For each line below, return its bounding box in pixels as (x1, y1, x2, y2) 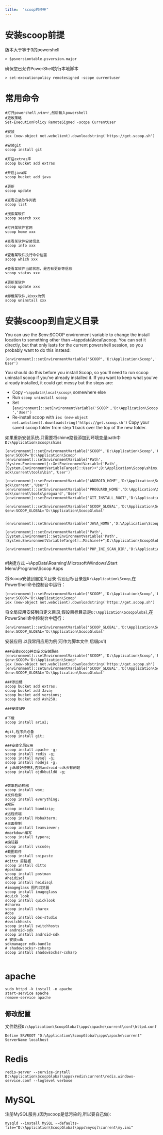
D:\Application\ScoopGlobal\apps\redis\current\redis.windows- (5, 1074, 136, 1079)
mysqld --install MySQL (5, 1121, 53, 1126)
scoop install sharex (5, 907, 49, 911)
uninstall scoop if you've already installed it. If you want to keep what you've (5, 375, 158, 380)
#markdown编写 (5, 831, 33, 835)
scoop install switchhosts (5, 924, 60, 928)
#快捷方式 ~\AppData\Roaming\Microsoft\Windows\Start (5, 560, 118, 566)
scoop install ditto (5, 863, 47, 868)
